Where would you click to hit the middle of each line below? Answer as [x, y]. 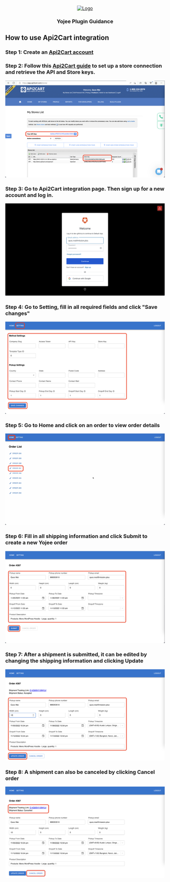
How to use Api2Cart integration [57, 38]
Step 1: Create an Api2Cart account [49, 52]
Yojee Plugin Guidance [85, 21]
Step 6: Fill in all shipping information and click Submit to [76, 536]
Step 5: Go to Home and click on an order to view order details [83, 425]
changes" [18, 313]
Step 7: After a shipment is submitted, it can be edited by [76, 655]
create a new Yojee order [36, 543]
